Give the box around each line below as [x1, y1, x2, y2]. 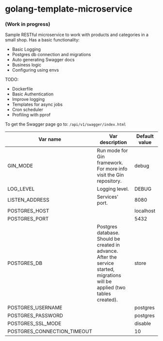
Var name [38, 136, 62, 143]
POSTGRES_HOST [7, 208, 49, 214]
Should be [97, 235, 120, 242]
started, [97, 266, 115, 273]
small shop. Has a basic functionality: [5, 37, 80, 43]
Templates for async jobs [12, 101, 63, 108]
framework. [97, 159, 123, 166]
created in [97, 242, 120, 248]
